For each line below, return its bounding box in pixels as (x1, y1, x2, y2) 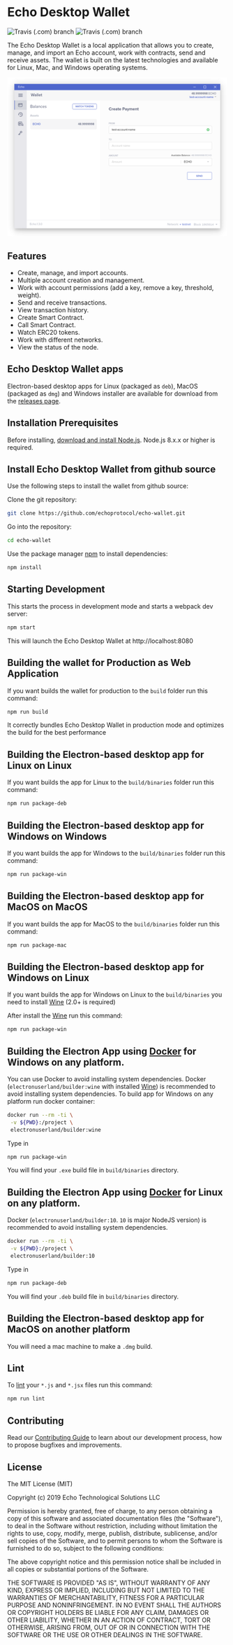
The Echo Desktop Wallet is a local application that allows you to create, (7, 41, 214, 49)
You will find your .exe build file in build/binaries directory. (7, 1166, 179, 1174)
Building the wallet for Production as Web (7, 657, 191, 669)
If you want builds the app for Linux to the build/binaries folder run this (7, 778, 215, 786)
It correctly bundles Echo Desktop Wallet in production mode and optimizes (7, 721, 225, 729)
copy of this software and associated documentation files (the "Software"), (7, 1514, 223, 1522)
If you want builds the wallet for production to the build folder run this (7, 686, 208, 695)
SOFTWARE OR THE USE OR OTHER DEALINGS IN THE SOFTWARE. (7, 1630, 203, 1639)
